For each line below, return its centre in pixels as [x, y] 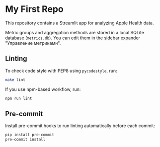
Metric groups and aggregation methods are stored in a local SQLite [75, 32]
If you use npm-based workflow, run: [43, 89]
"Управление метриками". [33, 43]
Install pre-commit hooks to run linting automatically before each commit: [80, 126]
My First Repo [34, 9]
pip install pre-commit [30, 135]
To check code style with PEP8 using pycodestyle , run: [61, 71]
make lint [15, 80]
